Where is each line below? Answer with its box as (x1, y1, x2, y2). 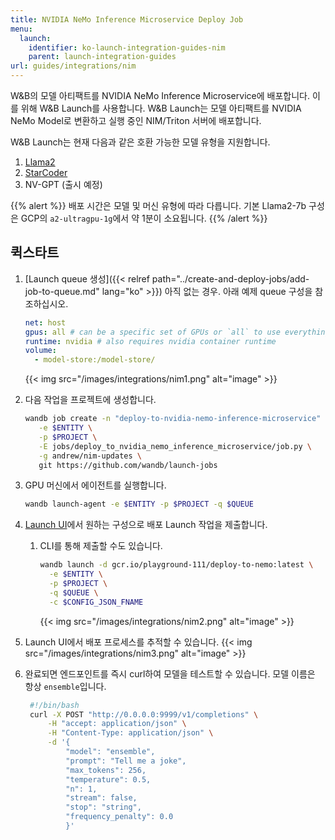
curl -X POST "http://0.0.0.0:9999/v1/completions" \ (29, 709, 259, 720)
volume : (24, 346, 57, 356)
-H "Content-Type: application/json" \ (47, 728, 214, 738)
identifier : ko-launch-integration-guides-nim (28, 42, 226, 53)
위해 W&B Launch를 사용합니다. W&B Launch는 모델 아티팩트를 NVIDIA (20, 102, 302, 114)
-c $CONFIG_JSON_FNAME (48, 597, 144, 607)
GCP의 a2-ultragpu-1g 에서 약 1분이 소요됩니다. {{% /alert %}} (20, 212, 268, 224)
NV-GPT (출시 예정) (24, 179, 103, 190)
